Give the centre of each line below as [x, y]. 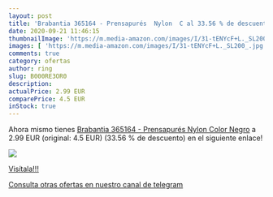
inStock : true [32, 106]
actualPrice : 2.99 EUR [47, 91]
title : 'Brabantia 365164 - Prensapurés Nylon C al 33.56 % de [121, 24]
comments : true [34, 54]
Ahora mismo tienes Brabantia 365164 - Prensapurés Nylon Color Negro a [132, 130]
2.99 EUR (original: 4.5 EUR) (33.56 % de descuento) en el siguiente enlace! [136, 138]
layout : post [30, 16]
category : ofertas [39, 62]
